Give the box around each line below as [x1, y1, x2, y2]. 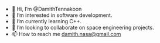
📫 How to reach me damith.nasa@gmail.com [11, 31, 121, 37]
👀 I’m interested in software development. [11, 12, 113, 19]
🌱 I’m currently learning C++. [11, 18, 82, 24]
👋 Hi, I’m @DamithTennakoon [11, 6, 82, 12]
